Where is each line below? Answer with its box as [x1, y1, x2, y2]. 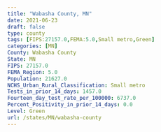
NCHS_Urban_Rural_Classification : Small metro [7, 82, 146, 89]
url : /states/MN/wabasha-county [7, 114, 101, 121]
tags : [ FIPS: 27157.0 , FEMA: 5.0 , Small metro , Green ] [7, 36, 155, 43]
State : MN [7, 56, 36, 63]
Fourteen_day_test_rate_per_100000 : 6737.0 [7, 95, 136, 102]
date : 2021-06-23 [7, 17, 58, 24]
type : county [7, 29, 45, 37]
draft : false [7, 23, 45, 30]
